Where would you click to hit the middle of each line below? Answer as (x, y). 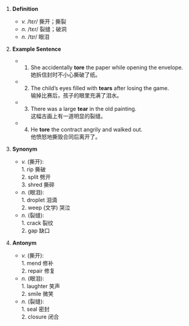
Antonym (24, 243)
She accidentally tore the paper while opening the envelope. (107, 67)
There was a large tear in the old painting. (83, 109)
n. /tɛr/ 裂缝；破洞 (44, 29)
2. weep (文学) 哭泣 (46, 207)
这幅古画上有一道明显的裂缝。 (68, 116)
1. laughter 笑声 (40, 286)
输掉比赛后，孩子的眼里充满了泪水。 (76, 95)
